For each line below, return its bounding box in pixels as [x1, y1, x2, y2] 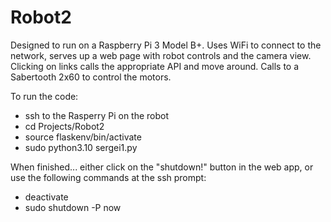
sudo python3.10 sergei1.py [24, 141, 138, 153]
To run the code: [10, 90, 79, 102]
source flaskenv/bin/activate [24, 131, 142, 143]
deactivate [24, 191, 69, 203]
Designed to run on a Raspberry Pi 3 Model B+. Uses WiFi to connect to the [10, 39, 322, 51]
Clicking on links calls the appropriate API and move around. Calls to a [10, 60, 300, 72]
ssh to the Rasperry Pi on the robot [24, 109, 170, 121]
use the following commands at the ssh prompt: [10, 171, 207, 183]
